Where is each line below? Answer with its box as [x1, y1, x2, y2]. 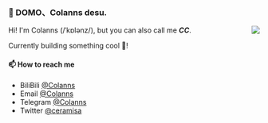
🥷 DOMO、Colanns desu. [8, 6, 108, 17]
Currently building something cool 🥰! [8, 41, 129, 51]
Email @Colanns [19, 89, 74, 98]
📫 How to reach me [8, 60, 75, 69]
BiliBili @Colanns [19, 80, 76, 90]
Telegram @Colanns [19, 97, 87, 106]
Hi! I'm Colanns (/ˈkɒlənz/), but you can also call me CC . [8, 25, 191, 35]
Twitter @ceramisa [19, 106, 82, 115]
